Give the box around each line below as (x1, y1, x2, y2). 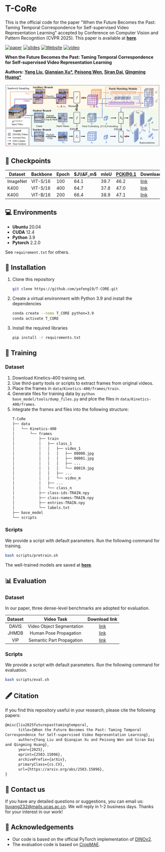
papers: (5, 712, 21, 718)
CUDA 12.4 (12, 229, 35, 235)
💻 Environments (5, 208, 57, 217)
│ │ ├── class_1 (12, 441, 72, 446)
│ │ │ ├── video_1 (12, 446, 81, 451)
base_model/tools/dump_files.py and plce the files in (12, 395, 119, 402)
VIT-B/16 (31, 192, 51, 198)
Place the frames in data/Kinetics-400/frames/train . (12, 385, 120, 391)
